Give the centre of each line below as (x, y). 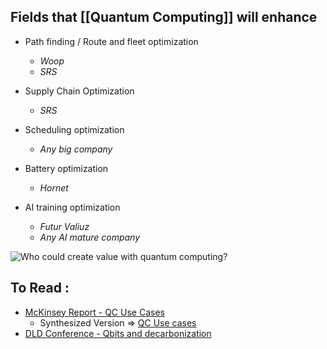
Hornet (54, 187)
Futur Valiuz (64, 226)
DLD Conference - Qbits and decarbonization (118, 333)
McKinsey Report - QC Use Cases (94, 312)
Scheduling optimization (74, 129)
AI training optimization (72, 207)
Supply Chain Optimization (79, 91)
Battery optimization (66, 168)
